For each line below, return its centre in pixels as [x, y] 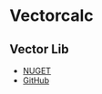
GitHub [36, 80]
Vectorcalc [51, 16]
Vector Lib [39, 49]
